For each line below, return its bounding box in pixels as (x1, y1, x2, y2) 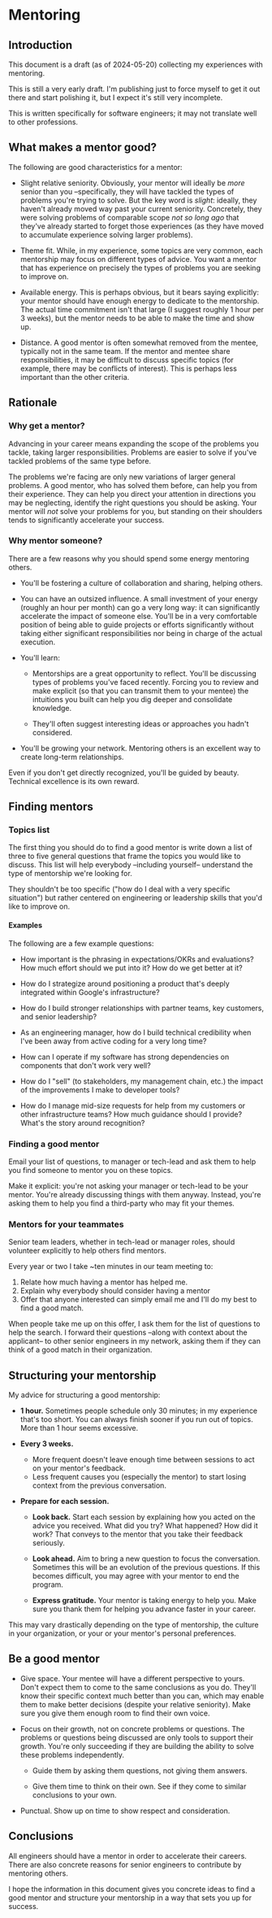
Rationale (8, 396, 58, 410)
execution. (19, 637, 56, 647)
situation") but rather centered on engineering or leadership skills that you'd (8, 893, 262, 903)
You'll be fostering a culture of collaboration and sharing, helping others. (19, 578, 263, 587)
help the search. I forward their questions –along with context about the (8, 1327, 248, 1337)
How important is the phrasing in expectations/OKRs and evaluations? (19, 954, 254, 964)
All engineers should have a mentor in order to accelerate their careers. (8, 1850, 248, 1860)
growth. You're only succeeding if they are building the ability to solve (19, 1741, 254, 1750)
